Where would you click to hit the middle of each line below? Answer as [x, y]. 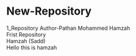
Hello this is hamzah [32, 47]
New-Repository [49, 11]
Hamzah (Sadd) [26, 41]
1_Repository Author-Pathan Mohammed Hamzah [68, 28]
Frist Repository [26, 34]
